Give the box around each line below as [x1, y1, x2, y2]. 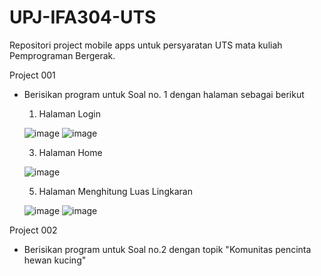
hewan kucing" [23, 254, 87, 266]
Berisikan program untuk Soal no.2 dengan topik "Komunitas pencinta [23, 243, 312, 255]
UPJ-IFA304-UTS [9, 6, 157, 29]
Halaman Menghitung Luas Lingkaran [38, 185, 193, 197]
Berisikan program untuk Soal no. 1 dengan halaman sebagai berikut [23, 88, 305, 100]
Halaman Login [38, 107, 102, 120]
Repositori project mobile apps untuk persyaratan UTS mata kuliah [9, 39, 283, 51]
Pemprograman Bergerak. [9, 49, 116, 61]
